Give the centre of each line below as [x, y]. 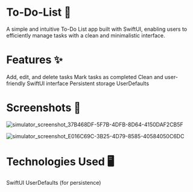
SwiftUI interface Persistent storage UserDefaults [88, 83]
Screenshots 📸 [44, 108]
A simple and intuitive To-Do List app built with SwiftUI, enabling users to [97, 29]
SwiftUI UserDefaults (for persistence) [54, 182]
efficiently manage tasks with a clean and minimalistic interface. [86, 35]
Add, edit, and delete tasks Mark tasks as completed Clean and [85, 77]
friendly [16, 83]
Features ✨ [35, 60]
